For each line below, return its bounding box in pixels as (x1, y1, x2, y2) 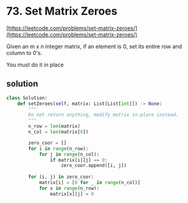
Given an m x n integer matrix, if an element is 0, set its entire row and (6, 43, 182, 50)
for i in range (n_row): (28, 145, 89, 152)
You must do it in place (6, 61, 64, 68)
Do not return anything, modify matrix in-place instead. (28, 112, 179, 118)
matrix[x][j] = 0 (49, 191, 95, 197)
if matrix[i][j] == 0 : (49, 157, 108, 163)
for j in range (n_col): (38, 151, 99, 157)
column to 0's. (6, 49, 43, 56)
